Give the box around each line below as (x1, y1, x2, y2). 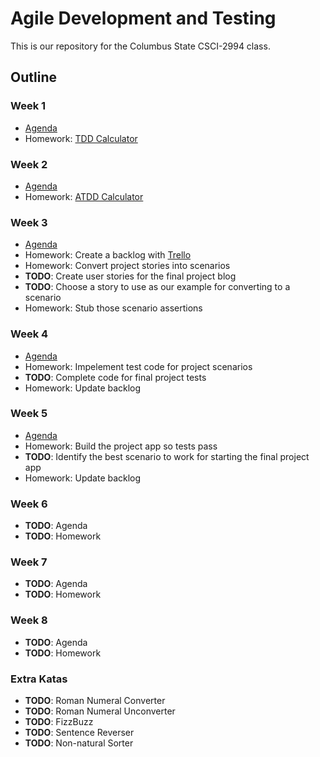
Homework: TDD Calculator (24, 132, 138, 144)
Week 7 (10, 555, 48, 569)
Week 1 (10, 99, 47, 113)
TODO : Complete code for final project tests (24, 371, 207, 383)
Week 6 (10, 497, 48, 511)
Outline (10, 69, 57, 86)
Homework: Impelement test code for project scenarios (24, 360, 253, 372)
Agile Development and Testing (10, 7, 277, 30)
